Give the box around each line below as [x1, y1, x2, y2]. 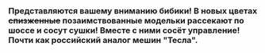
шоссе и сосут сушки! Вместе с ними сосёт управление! [8, 25, 240, 36]
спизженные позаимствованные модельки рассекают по [8, 15, 244, 26]
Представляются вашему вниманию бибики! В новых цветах [8, 5, 258, 16]
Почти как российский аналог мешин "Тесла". [8, 34, 198, 45]
